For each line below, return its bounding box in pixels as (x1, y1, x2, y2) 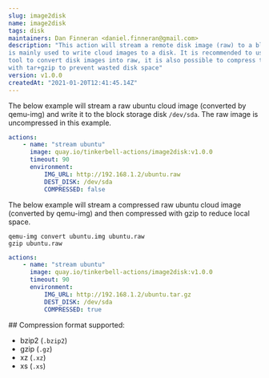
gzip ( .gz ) (19, 344, 53, 353)
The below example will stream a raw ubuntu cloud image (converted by (8, 101, 247, 111)
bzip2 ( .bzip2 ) (19, 336, 68, 345)
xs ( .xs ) (19, 361, 46, 371)
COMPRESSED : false (43, 185, 106, 193)
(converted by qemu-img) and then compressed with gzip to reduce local (8, 208, 251, 218)
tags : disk (8, 26, 45, 34)
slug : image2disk (8, 11, 66, 20)
